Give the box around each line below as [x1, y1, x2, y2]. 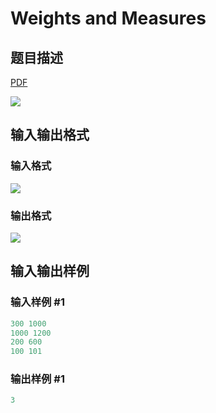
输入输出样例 [10, 263, 90, 280]
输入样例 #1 [10, 295, 65, 309]
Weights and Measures [10, 7, 207, 30]
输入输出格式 [10, 127, 90, 144]
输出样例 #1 [10, 372, 65, 386]
